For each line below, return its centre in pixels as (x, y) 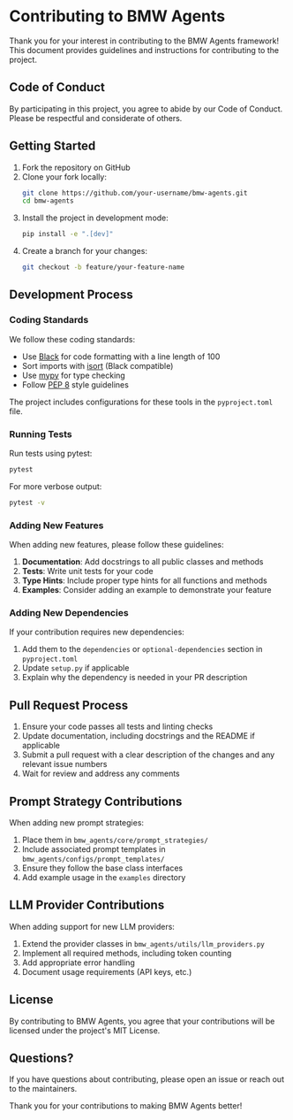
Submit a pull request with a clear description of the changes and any (148, 755)
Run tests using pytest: (51, 454)
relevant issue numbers (64, 764)
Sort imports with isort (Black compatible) (98, 365)
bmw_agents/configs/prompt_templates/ (93, 860)
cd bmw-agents (48, 201)
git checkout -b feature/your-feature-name (103, 267)
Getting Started (53, 146)
